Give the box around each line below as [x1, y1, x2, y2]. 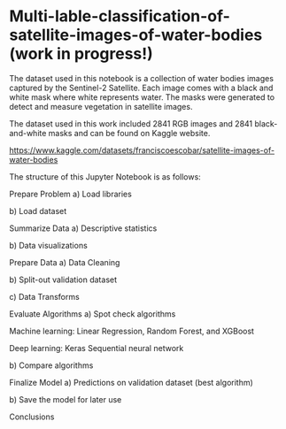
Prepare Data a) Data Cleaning [9, 257, 120, 267]
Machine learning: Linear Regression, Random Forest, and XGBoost [9, 326, 255, 336]
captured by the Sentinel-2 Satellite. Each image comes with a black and [9, 82, 274, 93]
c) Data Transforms [9, 291, 80, 302]
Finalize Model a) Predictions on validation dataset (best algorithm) [9, 377, 254, 387]
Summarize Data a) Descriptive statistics [9, 223, 158, 234]
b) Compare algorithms [9, 360, 94, 371]
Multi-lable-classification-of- [9, 6, 230, 27]
